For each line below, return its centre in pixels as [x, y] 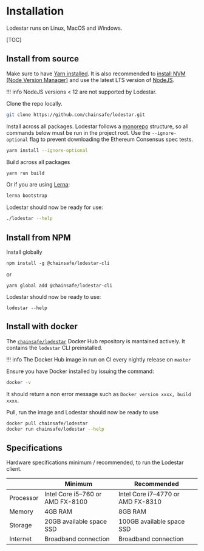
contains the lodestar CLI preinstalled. [55, 347]
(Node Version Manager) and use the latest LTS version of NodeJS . [90, 80]
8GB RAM [132, 512]
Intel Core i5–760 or [73, 495]
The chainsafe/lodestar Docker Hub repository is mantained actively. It [96, 341]
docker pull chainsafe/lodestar [47, 423]
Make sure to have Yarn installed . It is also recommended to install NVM [96, 74]
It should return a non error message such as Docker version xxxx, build [99, 394]
